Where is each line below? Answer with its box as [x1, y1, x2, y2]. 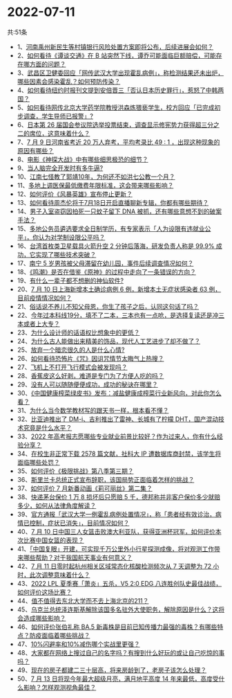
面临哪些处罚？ [17, 458, 60, 466]
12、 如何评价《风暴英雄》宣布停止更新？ [17, 190, 133, 198]
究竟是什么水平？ [23, 423, 72, 431]
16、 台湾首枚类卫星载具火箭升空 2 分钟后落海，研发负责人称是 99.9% [17, 242, 215, 250]
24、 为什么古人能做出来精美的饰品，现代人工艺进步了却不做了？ [17, 337, 201, 345]
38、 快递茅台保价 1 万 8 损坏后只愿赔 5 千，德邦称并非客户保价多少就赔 [17, 492, 221, 501]
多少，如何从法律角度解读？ [17, 501, 97, 510]
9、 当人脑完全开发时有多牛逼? [17, 163, 104, 172]
